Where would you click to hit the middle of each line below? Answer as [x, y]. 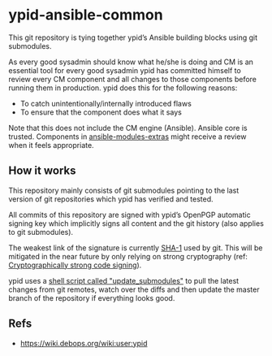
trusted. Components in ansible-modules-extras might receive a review [127, 137]
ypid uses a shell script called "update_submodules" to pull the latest [124, 280]
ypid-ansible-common [86, 15]
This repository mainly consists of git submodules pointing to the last [124, 190]
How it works [42, 171]
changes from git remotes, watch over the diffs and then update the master [134, 289]
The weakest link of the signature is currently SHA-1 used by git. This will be [136, 247]
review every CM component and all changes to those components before [133, 79]
